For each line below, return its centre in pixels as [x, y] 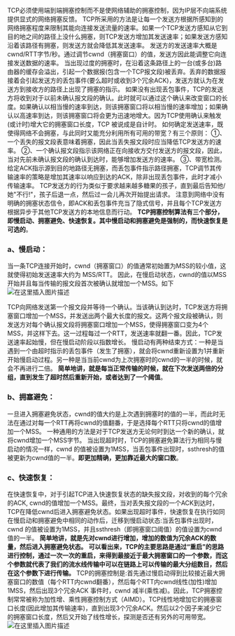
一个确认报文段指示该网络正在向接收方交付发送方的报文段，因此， [131, 150]
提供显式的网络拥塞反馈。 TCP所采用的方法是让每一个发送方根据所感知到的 [115, 19]
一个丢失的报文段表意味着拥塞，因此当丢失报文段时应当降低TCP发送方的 [111, 142]
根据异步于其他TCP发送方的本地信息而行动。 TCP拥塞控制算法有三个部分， [115, 212]
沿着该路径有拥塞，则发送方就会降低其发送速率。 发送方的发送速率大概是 [112, 45]
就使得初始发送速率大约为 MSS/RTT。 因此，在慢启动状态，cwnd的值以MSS [117, 275]
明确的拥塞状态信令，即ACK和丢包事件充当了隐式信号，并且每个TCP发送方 [115, 203]
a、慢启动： [27, 249]
